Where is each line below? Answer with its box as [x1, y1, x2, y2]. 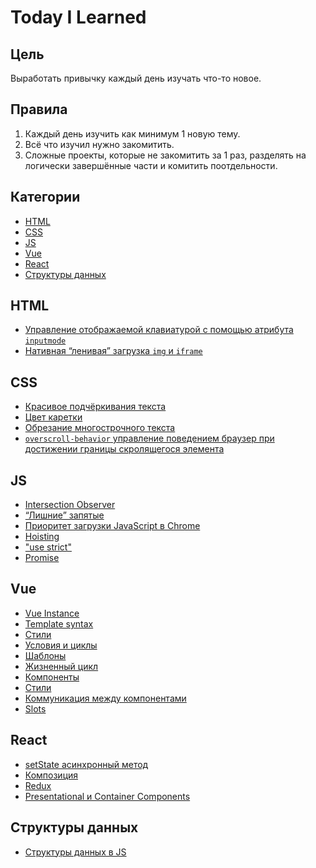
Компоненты [24, 671, 80, 683]
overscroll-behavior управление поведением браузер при [24, 432, 275, 445]
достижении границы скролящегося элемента [24, 443, 225, 455]
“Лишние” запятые [24, 509, 105, 521]
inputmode [24, 336, 67, 346]
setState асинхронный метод [24, 758, 149, 770]
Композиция [24, 769, 79, 781]
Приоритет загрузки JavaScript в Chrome [24, 520, 201, 532]
